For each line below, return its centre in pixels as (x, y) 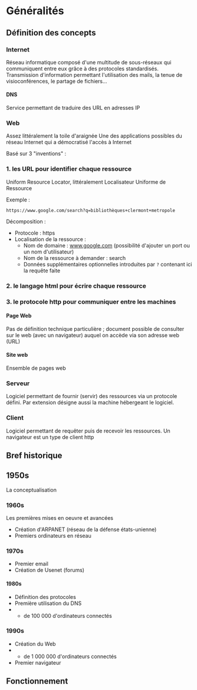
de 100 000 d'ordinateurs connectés (68, 616)
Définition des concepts (51, 33)
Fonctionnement (37, 681)
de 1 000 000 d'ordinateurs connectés (70, 656)
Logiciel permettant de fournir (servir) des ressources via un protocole (92, 396)
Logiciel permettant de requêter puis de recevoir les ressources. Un (88, 431)
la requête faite (42, 271)
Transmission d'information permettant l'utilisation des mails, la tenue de (94, 74)
